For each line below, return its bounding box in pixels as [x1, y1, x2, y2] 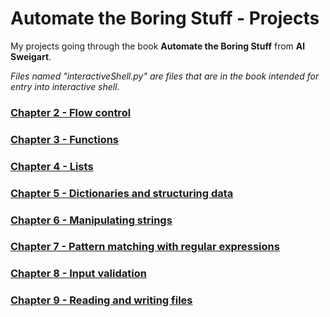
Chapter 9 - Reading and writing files [10, 293, 193, 307]
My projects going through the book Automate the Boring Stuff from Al [10, 40, 306, 52]
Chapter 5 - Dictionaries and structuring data [10, 186, 234, 200]
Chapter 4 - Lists [10, 159, 94, 173]
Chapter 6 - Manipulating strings [10, 213, 173, 227]
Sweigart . [10, 50, 52, 62]
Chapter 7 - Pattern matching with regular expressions [10, 240, 280, 254]
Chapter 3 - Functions [10, 132, 120, 146]
